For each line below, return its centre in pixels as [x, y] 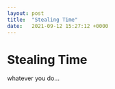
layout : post [26, 13]
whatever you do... [34, 78]
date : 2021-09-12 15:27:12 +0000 [58, 26]
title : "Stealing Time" [42, 20]
